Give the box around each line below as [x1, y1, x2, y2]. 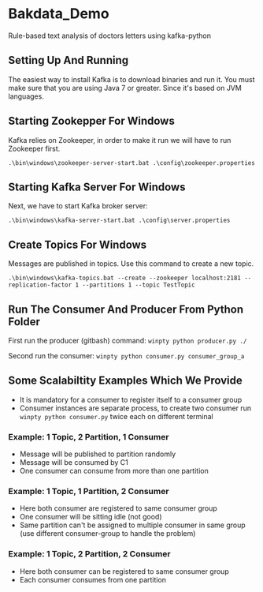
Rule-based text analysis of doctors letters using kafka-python [8, 31, 211, 40]
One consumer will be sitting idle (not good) [19, 512, 162, 522]
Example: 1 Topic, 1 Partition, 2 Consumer [8, 486, 169, 497]
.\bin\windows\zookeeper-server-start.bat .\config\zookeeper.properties [8, 159, 256, 167]
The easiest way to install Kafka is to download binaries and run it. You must [8, 74, 255, 84]
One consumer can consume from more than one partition [19, 466, 209, 476]
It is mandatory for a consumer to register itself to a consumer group [19, 395, 243, 404]
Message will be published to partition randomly [19, 449, 176, 459]
